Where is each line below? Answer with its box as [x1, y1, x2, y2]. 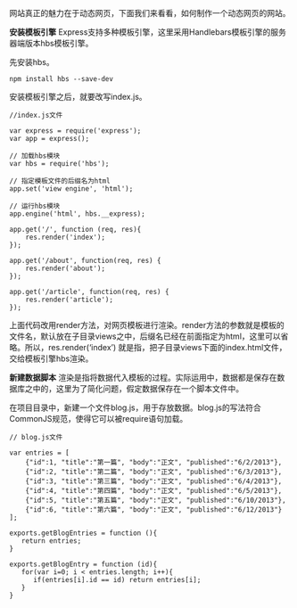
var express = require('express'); [9, 127, 142, 136]
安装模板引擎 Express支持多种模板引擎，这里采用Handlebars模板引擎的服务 [9, 27, 287, 37]
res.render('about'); [25, 264, 105, 273]
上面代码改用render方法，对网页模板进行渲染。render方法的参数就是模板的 [9, 320, 285, 330]
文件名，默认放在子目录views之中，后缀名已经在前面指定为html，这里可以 [9, 331, 281, 341]
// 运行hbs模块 [9, 201, 61, 210]
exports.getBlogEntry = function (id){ [9, 560, 158, 569]
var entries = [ [9, 448, 70, 457]
